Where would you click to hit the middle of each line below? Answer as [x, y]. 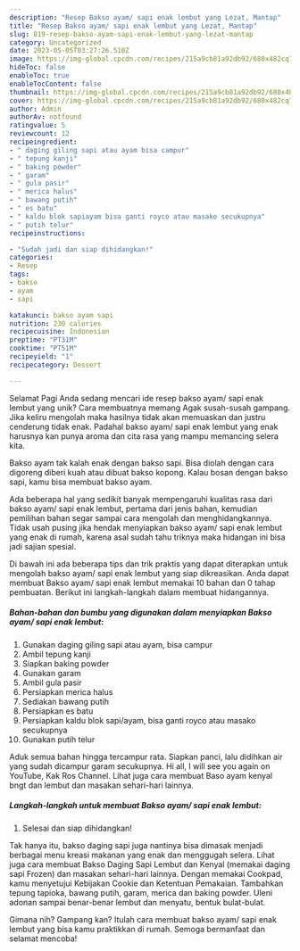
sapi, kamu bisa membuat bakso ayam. [81, 482]
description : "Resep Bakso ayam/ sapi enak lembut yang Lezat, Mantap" [145, 17]
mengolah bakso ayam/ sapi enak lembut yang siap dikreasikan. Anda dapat [149, 573]
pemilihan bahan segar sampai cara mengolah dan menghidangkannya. [141, 517]
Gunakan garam [52, 673]
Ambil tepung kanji [56, 654]
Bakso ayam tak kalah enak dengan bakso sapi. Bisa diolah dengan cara [142, 463]
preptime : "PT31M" [43, 340]
